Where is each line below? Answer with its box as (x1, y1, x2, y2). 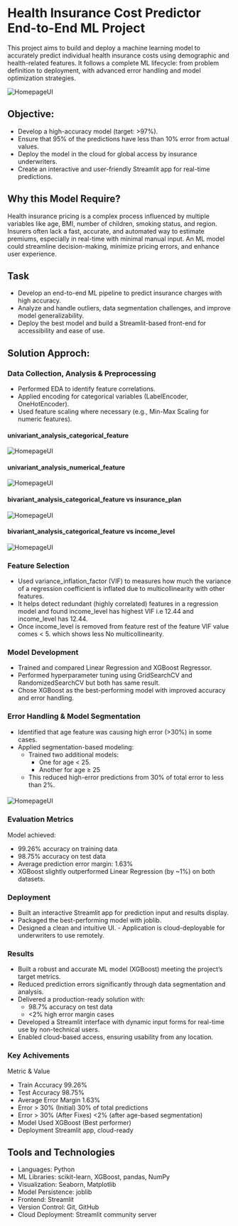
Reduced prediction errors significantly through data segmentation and (17, 980, 226, 989)
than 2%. (28, 780, 55, 789)
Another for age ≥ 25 (38, 765, 101, 774)
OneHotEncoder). (17, 400, 70, 408)
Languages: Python (17, 1165, 75, 1173)
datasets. (17, 874, 45, 883)
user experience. (7, 249, 57, 258)
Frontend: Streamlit (17, 1195, 75, 1204)
